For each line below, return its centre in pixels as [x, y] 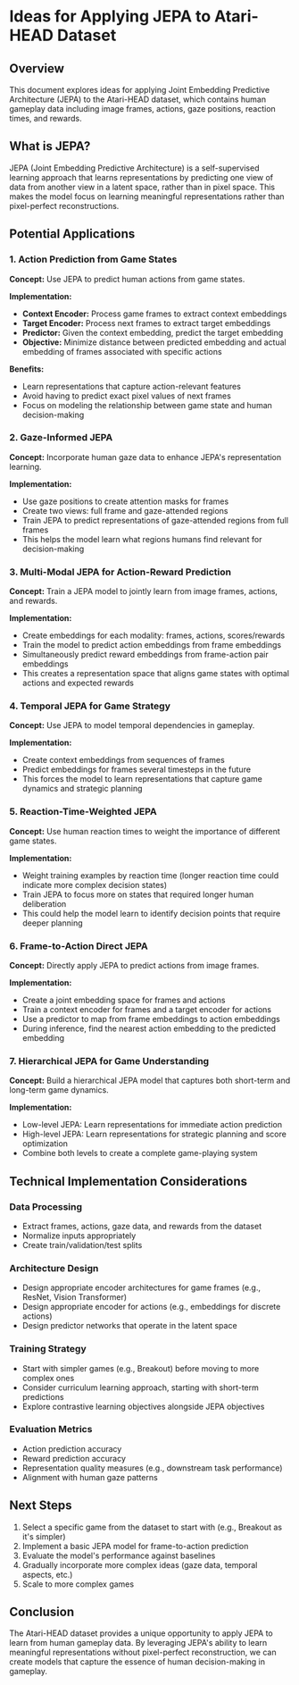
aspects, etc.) [47, 1574]
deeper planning [52, 923]
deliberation [44, 903]
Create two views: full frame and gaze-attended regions [125, 510]
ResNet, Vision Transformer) [75, 1297]
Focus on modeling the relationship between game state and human [147, 405]
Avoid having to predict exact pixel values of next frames [127, 396]
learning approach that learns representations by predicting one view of [141, 177]
